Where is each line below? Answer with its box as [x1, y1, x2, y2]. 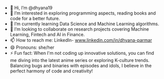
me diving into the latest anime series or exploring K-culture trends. [10, 57, 150, 63]
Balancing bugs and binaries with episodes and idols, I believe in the [10, 63, 152, 68]
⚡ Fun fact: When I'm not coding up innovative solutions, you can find [10, 50, 154, 56]
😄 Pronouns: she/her [10, 44, 54, 50]
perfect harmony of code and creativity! [10, 68, 93, 74]
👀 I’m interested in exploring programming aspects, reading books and [10, 10, 156, 16]
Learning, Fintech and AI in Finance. [10, 32, 85, 37]
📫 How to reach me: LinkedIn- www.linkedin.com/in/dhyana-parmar [10, 37, 152, 43]
